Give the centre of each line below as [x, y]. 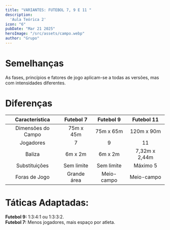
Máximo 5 [145, 166]
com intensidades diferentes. [35, 83]
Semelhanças [35, 63]
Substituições [32, 166]
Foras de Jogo [32, 177]
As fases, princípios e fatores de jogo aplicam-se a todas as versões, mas [82, 77]
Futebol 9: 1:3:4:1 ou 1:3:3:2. [35, 217]
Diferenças [29, 103]
